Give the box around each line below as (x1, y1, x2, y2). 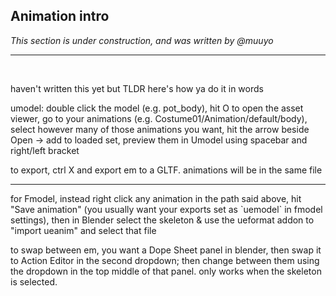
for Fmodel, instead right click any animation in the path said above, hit (10, 192, 302, 204)
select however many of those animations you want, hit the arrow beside (10, 123, 310, 135)
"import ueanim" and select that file (10, 224, 157, 236)
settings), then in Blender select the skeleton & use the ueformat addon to (10, 214, 315, 226)
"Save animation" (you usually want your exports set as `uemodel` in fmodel (10, 203, 323, 215)
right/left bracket (10, 144, 80, 156)
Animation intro (10, 8, 110, 25)
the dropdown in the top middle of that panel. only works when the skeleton (10, 265, 322, 277)
